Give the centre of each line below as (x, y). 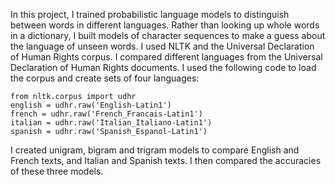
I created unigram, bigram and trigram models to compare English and (155, 150)
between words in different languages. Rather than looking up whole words (165, 25)
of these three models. (57, 171)
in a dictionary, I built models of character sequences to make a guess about (168, 35)
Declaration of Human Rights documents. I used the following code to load (163, 67)
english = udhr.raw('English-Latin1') (91, 105)
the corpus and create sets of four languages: (105, 78)
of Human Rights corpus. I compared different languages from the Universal (166, 57)
